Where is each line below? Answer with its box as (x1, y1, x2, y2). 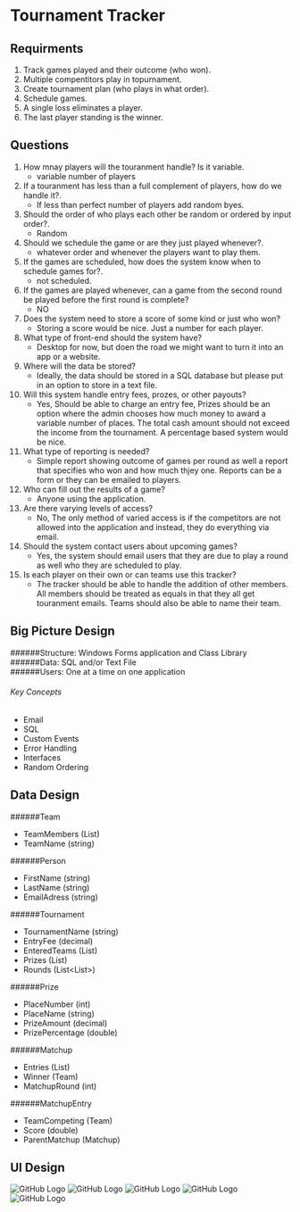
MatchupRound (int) (22, 1081, 97, 1092)
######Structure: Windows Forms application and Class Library (10, 647, 248, 658)
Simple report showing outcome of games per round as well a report (36, 455, 288, 466)
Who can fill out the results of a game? (22, 484, 166, 494)
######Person (10, 855, 66, 866)
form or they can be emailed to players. (36, 474, 182, 485)
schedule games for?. (22, 265, 104, 277)
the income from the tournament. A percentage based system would (36, 427, 288, 437)
